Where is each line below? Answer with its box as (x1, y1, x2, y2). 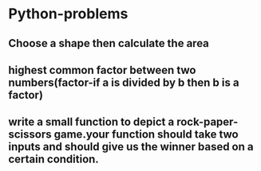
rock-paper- (176, 115, 239, 129)
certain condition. (8, 153, 100, 166)
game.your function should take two (53, 128, 239, 142)
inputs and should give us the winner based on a (8, 140, 254, 154)
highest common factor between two (8, 63, 196, 76)
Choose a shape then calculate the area (8, 37, 210, 50)
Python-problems (8, 5, 129, 23)
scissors (8, 128, 52, 142)
